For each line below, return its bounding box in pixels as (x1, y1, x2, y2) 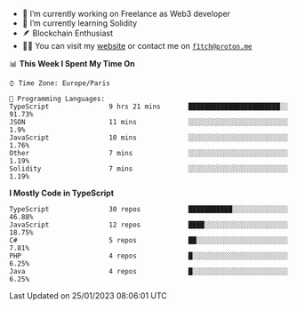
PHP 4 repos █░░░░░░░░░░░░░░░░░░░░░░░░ (9, 251, 289, 260)
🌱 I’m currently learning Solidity (21, 18, 138, 28)
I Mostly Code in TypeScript (9, 187, 114, 198)
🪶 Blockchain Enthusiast (21, 28, 114, 38)
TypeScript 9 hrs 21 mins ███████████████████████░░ (9, 102, 289, 111)
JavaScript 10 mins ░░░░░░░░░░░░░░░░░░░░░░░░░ (9, 133, 289, 142)
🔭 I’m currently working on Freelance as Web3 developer (21, 9, 231, 19)
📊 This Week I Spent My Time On (9, 59, 135, 68)
